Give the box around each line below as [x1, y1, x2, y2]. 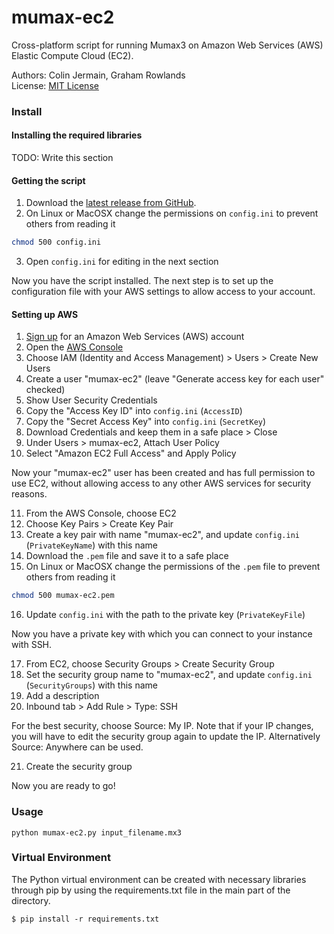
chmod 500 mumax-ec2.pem [11, 591, 115, 601]
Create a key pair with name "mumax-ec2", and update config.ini [25, 529, 300, 541]
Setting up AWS [11, 308, 79, 320]
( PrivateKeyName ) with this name [25, 539, 158, 551]
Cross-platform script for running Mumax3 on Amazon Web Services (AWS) [11, 39, 324, 51]
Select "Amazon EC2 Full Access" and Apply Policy [25, 447, 237, 460]
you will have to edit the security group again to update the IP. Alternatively [11, 731, 321, 743]
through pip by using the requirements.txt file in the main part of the [11, 884, 291, 896]
